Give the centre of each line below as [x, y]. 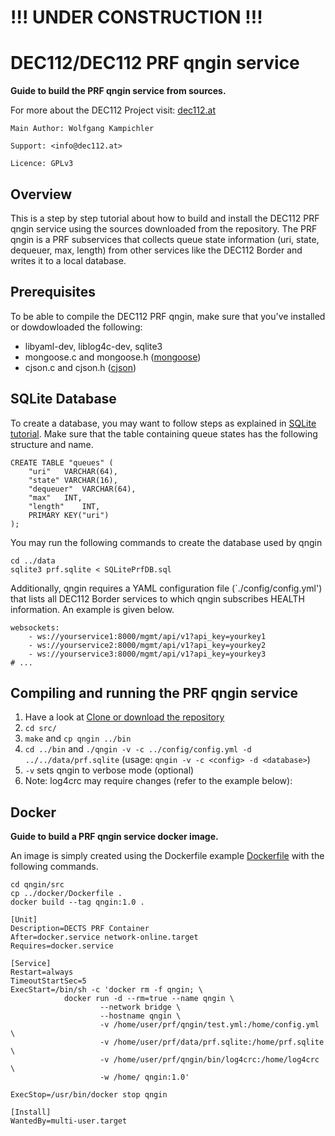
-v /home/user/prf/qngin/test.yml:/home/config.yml [209, 1025]
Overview [41, 194]
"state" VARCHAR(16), [73, 480]
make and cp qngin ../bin [78, 738]
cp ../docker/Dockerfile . [66, 894]
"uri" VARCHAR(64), [73, 471]
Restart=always [42, 972]
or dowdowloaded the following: [76, 327]
